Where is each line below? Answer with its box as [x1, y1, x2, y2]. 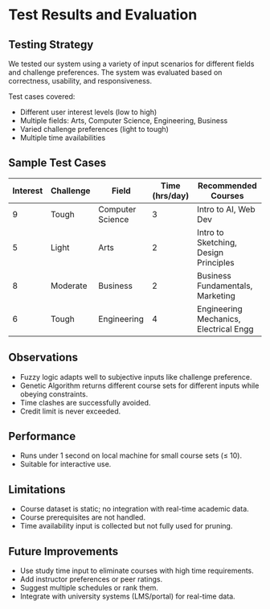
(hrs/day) [152, 190, 190, 201]
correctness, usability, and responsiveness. [8, 76, 153, 85]
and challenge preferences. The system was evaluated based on [8, 68, 223, 77]
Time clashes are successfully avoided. [19, 397, 151, 407]
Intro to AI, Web [196, 204, 256, 215]
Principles [196, 257, 235, 268]
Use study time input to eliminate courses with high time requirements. [19, 566, 255, 576]
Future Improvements [8, 545, 119, 558]
